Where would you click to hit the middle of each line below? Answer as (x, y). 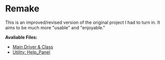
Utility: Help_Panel (31, 52)
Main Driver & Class (33, 47)
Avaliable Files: (21, 37)
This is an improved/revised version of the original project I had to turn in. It (83, 22)
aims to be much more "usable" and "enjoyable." (55, 27)
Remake (22, 9)
